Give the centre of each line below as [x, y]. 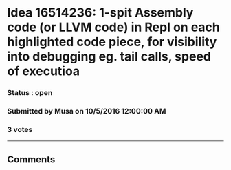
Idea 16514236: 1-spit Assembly [100, 13]
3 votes [20, 129]
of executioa [44, 71]
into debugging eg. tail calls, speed [109, 57]
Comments [31, 159]
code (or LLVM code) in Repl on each [113, 27]
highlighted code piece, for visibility [112, 42]
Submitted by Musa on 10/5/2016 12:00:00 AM [87, 111]
